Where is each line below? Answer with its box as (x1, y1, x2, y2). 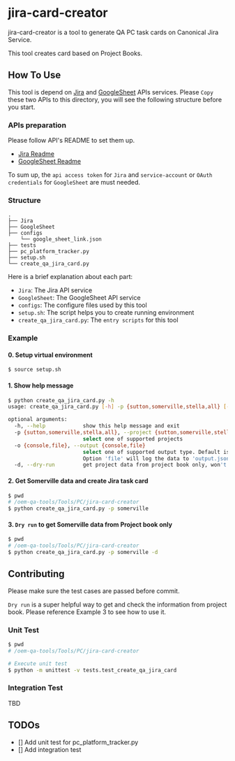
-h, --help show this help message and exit (14, 422, 180, 429)
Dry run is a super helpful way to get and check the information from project (8, 600, 227, 609)
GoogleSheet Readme (17, 157, 82, 166)
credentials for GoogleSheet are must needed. (8, 178, 141, 187)
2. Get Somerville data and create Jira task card (8, 476, 149, 485)
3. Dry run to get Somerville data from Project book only (8, 520, 173, 529)
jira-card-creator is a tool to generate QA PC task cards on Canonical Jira (8, 28, 219, 36)
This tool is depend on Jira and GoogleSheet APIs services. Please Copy (8, 87, 213, 96)
